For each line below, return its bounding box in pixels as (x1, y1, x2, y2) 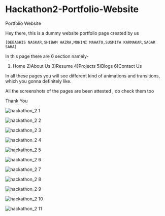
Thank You (5, 98, 28, 104)
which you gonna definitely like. (5, 78, 72, 84)
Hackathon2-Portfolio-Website (5, 4, 139, 15)
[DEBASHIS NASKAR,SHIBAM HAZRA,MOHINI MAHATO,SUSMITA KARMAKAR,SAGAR (5, 39, 156, 45)
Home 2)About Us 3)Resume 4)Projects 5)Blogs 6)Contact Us (12, 63, 142, 69)
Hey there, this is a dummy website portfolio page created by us (5, 30, 139, 36)
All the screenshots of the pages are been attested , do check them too (5, 88, 154, 94)
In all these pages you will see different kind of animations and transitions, (5, 72, 160, 79)
